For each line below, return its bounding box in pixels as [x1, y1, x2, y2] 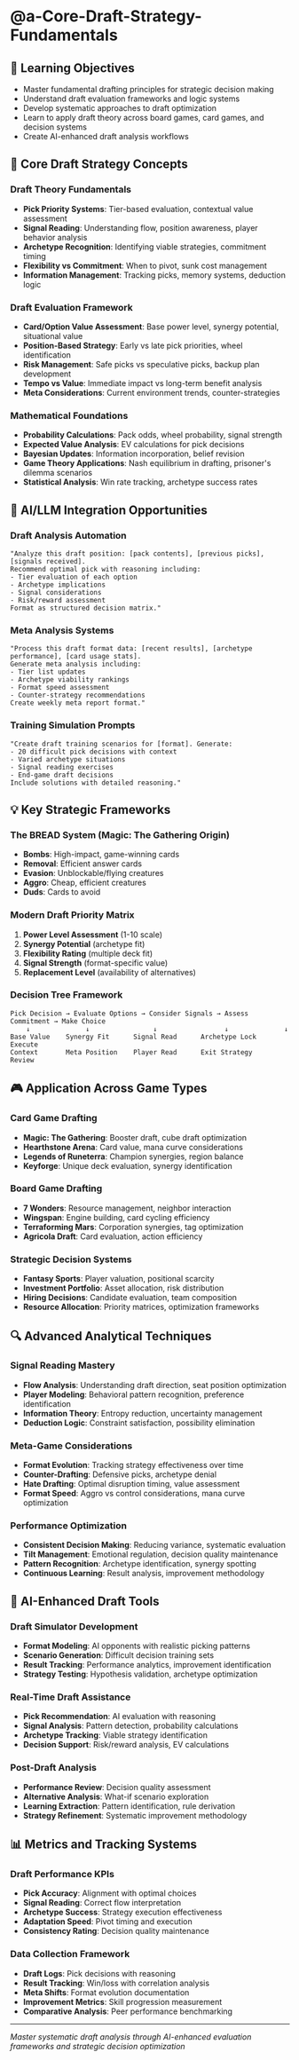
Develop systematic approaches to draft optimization [22, 103, 216, 113]
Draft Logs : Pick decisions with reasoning [22, 1968, 177, 1978]
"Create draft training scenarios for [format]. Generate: [10, 739, 233, 748]
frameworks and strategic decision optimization [10, 2040, 185, 2051]
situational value [22, 330, 83, 341]
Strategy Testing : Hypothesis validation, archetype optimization [22, 1669, 258, 1679]
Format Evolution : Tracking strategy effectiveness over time [22, 1460, 244, 1471]
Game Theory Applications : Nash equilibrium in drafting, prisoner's [22, 458, 271, 469]
